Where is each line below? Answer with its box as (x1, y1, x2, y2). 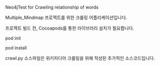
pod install (5, 45, 27, 50)
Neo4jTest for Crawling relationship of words (5, 4, 99, 10)
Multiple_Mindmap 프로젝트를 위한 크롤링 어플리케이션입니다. (5, 14, 127, 20)
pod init (5, 35, 21, 41)
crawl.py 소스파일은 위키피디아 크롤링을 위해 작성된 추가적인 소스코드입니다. (5, 55, 155, 61)
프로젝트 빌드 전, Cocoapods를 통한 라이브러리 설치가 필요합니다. (5, 25, 134, 31)
